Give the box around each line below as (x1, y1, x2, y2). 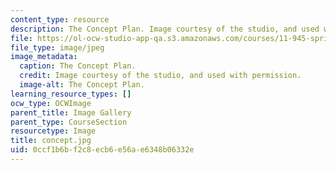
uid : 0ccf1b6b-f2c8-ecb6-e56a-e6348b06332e (10, 145, 195, 155)
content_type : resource (10, 14, 110, 25)
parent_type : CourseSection (10, 117, 128, 127)
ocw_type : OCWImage (10, 98, 92, 108)
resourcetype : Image (10, 126, 97, 136)
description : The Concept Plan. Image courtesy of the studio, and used (10, 24, 320, 34)
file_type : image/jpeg (10, 42, 105, 53)
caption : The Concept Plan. (19, 61, 137, 71)
